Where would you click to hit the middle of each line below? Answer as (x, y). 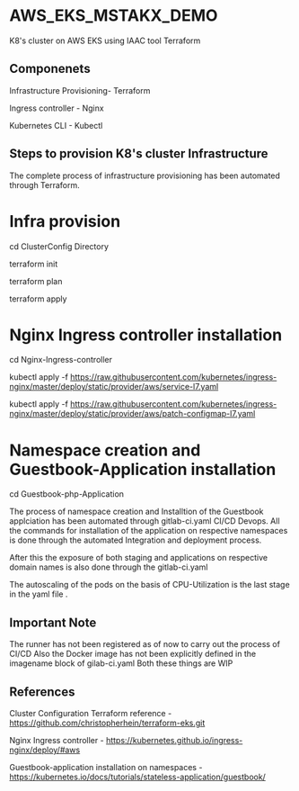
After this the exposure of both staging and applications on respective (138, 558)
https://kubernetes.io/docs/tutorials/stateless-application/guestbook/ (138, 777)
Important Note (53, 622)
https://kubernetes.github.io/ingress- (175, 740)
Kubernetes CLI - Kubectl (56, 125)
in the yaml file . (39, 594)
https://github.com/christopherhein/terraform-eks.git (107, 723)
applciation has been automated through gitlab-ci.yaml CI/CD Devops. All (145, 521)
